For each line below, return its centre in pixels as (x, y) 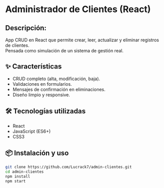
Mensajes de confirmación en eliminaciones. (59, 89)
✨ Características (34, 67)
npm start (16, 181)
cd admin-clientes (24, 172)
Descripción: (26, 28)
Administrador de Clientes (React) (78, 9)
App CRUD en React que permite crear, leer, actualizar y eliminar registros (82, 40)
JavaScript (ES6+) (32, 131)
